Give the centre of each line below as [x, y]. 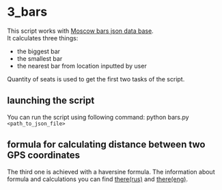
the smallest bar [40, 58]
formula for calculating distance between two [106, 145]
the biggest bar [38, 51]
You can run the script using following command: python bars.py [98, 117]
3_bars [27, 12]
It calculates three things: [43, 38]
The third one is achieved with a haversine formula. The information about [111, 172]
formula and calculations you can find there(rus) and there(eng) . [97, 179]
